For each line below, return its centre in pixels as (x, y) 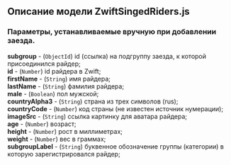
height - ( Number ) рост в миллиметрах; (65, 131)
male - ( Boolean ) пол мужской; (53, 93)
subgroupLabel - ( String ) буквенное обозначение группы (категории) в (116, 146)
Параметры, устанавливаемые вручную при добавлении (112, 32)
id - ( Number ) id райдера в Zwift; (54, 71)
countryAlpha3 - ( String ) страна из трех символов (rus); (93, 101)
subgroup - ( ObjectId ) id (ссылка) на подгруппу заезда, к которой (107, 56)
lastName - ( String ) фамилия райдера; (66, 86)
